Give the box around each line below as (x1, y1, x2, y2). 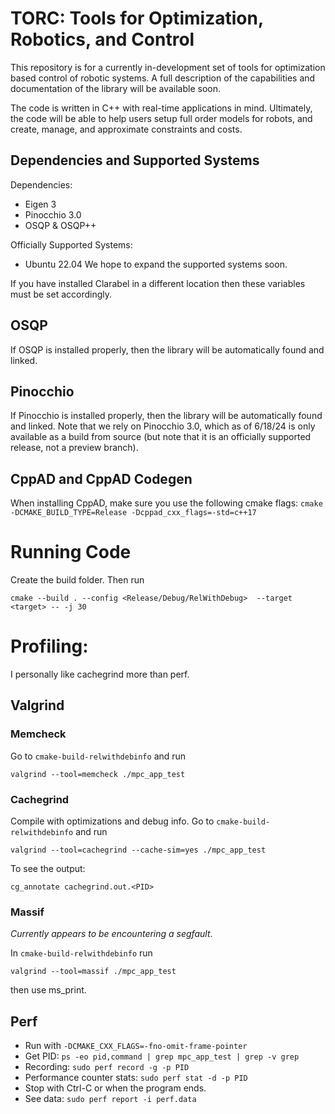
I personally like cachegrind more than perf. (10, 668, 190, 681)
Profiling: (10, 635, 89, 658)
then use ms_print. (10, 984, 87, 996)
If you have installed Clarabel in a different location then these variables (10, 277, 306, 289)
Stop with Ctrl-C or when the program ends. (24, 1082, 207, 1094)
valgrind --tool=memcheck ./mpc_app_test (10, 769, 186, 779)
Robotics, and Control (10, 28, 195, 51)
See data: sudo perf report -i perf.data (24, 1093, 197, 1105)
